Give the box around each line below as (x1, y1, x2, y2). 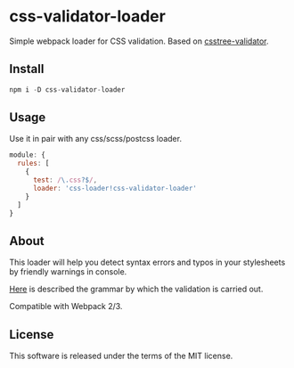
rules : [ (17, 159, 50, 168)
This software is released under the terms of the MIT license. (9, 350, 233, 362)
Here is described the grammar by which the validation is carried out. (9, 283, 264, 295)
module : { (9, 151, 46, 159)
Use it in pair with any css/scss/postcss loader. (9, 134, 183, 144)
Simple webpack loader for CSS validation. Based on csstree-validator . (9, 36, 269, 46)
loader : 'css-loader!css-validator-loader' (32, 184, 198, 192)
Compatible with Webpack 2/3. (9, 301, 123, 312)
